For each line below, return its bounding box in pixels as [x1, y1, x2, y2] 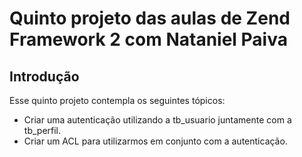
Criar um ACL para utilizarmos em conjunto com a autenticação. [23, 135, 288, 147]
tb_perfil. [23, 125, 62, 136]
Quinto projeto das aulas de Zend [9, 7, 291, 30]
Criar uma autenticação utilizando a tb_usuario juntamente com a [23, 114, 292, 126]
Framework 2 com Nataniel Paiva [9, 28, 288, 51]
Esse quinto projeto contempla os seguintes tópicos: [9, 95, 226, 106]
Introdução [9, 68, 80, 85]
